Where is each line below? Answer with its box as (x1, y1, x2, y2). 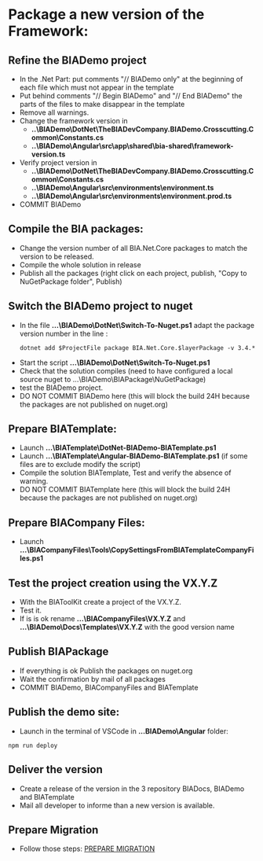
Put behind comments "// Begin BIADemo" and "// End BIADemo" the (19, 91, 243, 100)
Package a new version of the (8, 6, 205, 24)
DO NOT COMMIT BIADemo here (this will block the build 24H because (19, 391, 250, 400)
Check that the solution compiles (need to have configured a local (19, 366, 233, 375)
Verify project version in (19, 158, 97, 167)
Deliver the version (8, 763, 104, 776)
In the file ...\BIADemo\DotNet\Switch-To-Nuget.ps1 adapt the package (19, 320, 255, 329)
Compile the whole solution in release (19, 259, 141, 269)
